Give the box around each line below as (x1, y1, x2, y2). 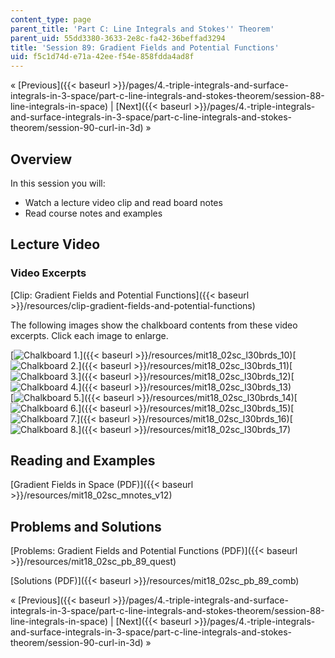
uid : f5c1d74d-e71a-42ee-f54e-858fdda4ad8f (10, 52, 195, 62)
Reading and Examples (10, 452, 156, 470)
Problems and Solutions (10, 518, 162, 535)
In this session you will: (10, 177, 106, 189)
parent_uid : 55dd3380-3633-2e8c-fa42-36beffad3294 (10, 33, 226, 43)
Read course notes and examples (24, 207, 163, 219)
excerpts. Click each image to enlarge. (10, 329, 169, 341)
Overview (10, 151, 73, 168)
